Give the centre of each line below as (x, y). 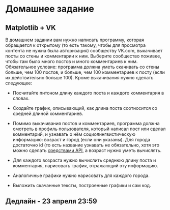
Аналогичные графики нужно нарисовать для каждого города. (81, 175)
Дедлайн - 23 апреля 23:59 (51, 201)
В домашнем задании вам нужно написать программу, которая (75, 40)
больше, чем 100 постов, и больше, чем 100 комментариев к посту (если (85, 72)
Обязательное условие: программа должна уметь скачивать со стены (82, 67)
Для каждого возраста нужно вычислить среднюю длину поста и (84, 160)
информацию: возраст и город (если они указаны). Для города (81, 140)
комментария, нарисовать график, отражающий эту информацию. (86, 166)
